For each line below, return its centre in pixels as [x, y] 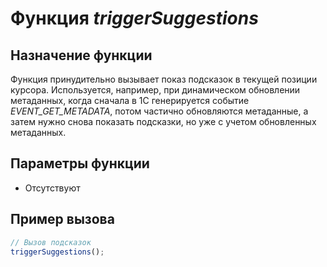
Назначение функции [81, 55]
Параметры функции [80, 163]
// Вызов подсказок [51, 242]
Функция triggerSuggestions [134, 18]
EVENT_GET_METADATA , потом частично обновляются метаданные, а [159, 111]
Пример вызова [62, 219]
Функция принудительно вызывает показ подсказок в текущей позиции [164, 79]
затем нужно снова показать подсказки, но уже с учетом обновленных [163, 121]
